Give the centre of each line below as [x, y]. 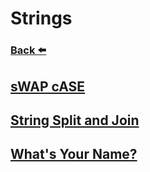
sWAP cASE [48, 86]
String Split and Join [75, 120]
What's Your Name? [74, 154]
